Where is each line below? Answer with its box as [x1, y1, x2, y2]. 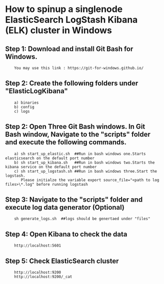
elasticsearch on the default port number [5, 156, 95, 161]
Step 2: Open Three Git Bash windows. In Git [5, 122, 146, 131]
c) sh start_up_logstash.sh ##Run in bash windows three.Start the [14, 169, 157, 174]
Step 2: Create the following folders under [5, 79, 139, 88]
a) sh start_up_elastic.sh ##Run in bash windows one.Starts [14, 151, 146, 156]
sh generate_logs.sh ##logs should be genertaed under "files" [14, 216, 151, 222]
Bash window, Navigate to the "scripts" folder [5, 130, 151, 139]
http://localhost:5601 [14, 243, 61, 248]
